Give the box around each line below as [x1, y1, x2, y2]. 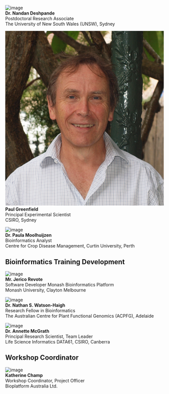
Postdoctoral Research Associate [5, 16, 74, 21]
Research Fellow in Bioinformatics [5, 307, 75, 313]
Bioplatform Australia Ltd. [5, 383, 58, 389]
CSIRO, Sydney [5, 217, 37, 223]
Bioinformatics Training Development [5, 258, 125, 266]
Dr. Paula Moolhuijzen [5, 232, 52, 238]
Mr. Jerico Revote [5, 276, 43, 282]
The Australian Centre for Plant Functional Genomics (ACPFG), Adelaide [5, 313, 154, 319]
